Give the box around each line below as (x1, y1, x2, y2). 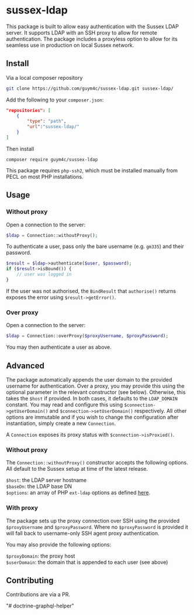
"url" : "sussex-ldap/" (27, 124, 80, 130)
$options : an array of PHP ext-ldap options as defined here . (6, 489, 151, 496)
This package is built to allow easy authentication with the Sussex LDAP (6, 23, 179, 30)
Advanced (6, 361, 45, 371)
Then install (6, 145, 34, 152)
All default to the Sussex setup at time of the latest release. (6, 466, 148, 473)
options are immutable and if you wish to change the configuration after (6, 413, 179, 420)
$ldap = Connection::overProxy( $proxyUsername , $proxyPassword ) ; (6, 333, 168, 339)
